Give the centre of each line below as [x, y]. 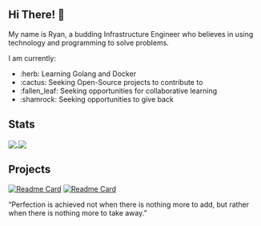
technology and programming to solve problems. [89, 42]
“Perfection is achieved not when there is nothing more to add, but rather [129, 204]
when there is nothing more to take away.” [78, 212]
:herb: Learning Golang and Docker [78, 74]
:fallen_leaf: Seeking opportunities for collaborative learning [118, 91]
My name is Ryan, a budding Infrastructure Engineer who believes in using [131, 34]
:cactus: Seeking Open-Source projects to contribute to [111, 82]
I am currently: [32, 58]
